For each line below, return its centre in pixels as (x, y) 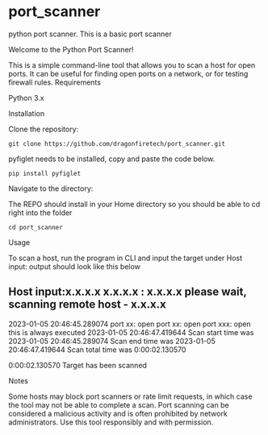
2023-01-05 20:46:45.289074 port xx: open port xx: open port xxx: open (130, 324)
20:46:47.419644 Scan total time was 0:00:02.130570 (97, 350)
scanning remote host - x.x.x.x (88, 304)
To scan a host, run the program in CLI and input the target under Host (126, 258)
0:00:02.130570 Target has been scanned (78, 365)
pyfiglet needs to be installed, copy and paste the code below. (112, 159)
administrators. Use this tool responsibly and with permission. (111, 422)
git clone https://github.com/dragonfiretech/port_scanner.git (117, 143)
